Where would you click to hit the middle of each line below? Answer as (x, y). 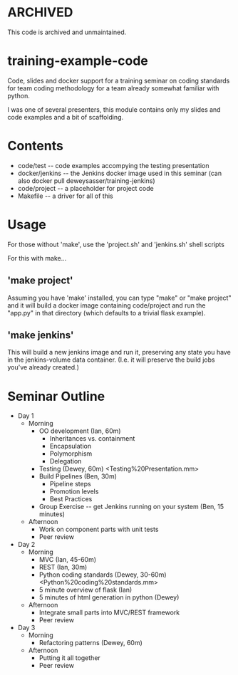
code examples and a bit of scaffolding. (65, 117)
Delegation (66, 461)
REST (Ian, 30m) (63, 567)
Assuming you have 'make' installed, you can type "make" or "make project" (119, 298)
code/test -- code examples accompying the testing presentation (113, 165)
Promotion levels (74, 491)
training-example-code (78, 61)
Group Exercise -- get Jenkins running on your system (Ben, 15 (131, 507)
